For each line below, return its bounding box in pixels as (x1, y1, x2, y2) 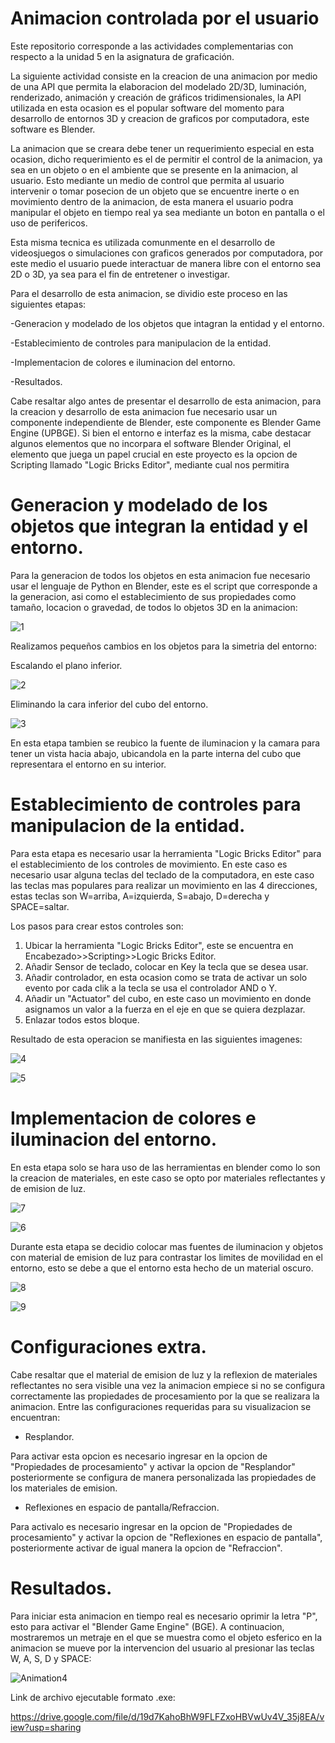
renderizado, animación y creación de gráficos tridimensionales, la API (10, 91, 302, 103)
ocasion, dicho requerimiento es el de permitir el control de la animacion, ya (10, 153, 323, 165)
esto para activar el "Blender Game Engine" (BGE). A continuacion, (10, 1620, 285, 1632)
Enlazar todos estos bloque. (24, 1013, 140, 1026)
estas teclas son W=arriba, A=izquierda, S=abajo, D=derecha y (10, 890, 270, 902)
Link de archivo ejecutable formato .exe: (10, 1691, 176, 1703)
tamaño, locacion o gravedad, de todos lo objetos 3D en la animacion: (10, 601, 298, 613)
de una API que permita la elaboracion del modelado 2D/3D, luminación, (10, 80, 307, 92)
